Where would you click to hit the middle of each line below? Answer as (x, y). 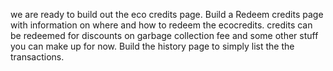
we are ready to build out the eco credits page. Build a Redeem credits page (167, 14)
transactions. (37, 57)
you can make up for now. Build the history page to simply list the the (152, 46)
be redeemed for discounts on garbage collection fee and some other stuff (164, 35)
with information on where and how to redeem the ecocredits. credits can (161, 25)
